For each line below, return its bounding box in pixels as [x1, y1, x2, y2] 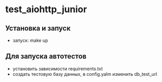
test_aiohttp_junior [5, 4, 87, 15]
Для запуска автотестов [5, 52, 87, 61]
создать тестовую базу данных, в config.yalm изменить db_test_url [12, 71, 157, 77]
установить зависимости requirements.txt [12, 65, 103, 72]
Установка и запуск [5, 24, 71, 33]
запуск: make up [12, 37, 48, 43]
